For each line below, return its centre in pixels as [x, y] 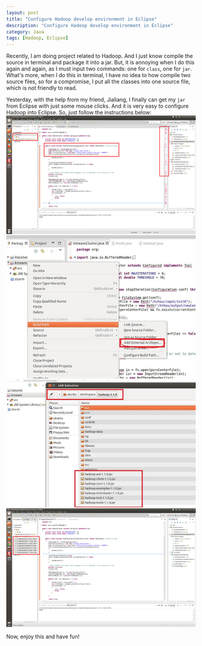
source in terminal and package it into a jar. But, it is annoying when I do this [100, 63]
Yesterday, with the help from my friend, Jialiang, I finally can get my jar [96, 100]
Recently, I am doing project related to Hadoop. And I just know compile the [100, 56]
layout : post [23, 13]
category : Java [25, 32]
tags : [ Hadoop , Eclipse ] [37, 38]
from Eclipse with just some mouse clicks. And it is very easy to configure [98, 106]
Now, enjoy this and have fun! [43, 636]
